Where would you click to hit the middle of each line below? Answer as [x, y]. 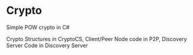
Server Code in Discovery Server [47, 45]
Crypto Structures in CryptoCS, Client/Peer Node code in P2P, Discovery [96, 39]
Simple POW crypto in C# [38, 27]
